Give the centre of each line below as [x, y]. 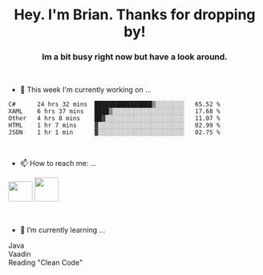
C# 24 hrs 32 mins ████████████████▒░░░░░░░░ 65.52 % [114, 105]
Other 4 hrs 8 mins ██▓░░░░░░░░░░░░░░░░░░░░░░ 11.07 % [114, 119]
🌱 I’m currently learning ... [63, 230]
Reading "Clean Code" [45, 263]
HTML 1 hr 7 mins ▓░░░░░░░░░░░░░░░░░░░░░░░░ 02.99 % [114, 126]
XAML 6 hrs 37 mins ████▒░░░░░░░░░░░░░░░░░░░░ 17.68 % [114, 111]
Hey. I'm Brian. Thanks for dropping [135, 15]
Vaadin [20, 254]
